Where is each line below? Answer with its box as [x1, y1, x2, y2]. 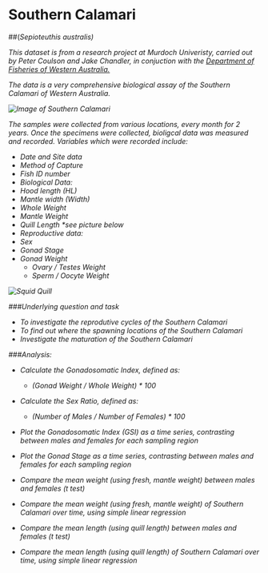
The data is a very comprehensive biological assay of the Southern [8, 80, 230, 90]
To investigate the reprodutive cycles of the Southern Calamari [19, 317, 228, 327]
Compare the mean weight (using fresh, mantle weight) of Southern [19, 499, 244, 508]
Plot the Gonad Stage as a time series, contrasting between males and [19, 451, 254, 460]
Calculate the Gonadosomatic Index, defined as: [19, 365, 180, 375]
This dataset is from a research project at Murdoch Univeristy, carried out [8, 47, 253, 57]
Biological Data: [19, 177, 74, 187]
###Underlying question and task [8, 301, 120, 311]
